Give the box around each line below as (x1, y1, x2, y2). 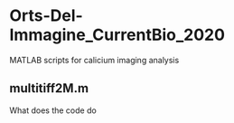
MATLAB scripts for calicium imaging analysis (9, 54, 180, 65)
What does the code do (9, 105, 97, 116)
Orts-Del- (9, 5, 83, 26)
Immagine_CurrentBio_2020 (9, 24, 226, 45)
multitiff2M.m (9, 80, 89, 96)
